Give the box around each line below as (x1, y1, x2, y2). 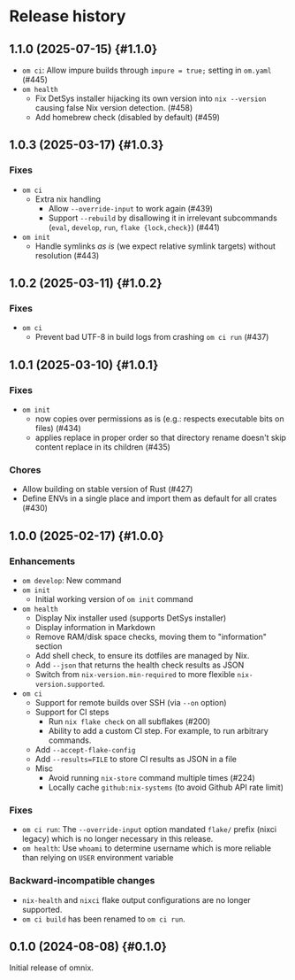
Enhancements (9, 555, 76, 567)
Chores (9, 463, 42, 475)
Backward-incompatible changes (9, 875, 155, 887)
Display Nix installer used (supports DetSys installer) (34, 613, 227, 623)
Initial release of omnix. (9, 962, 95, 973)
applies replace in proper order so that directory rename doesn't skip (34, 432, 287, 444)
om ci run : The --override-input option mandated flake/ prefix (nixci (21, 824, 276, 835)
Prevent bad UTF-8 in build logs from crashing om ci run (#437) (34, 332, 269, 343)
